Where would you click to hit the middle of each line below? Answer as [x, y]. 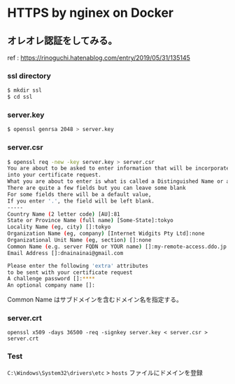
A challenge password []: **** [51, 279]
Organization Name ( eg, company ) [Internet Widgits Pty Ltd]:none [106, 234]
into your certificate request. [54, 175]
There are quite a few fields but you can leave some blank [97, 188]
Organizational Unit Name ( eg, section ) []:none [79, 240]
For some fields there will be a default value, [79, 194]
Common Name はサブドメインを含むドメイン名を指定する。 [95, 300]
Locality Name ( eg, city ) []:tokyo [59, 227]
